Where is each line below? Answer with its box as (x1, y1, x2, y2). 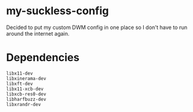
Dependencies (6, 51, 80, 65)
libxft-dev (6, 81, 33, 87)
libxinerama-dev (6, 75, 46, 81)
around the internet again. (6, 30, 70, 37)
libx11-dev (6, 70, 33, 76)
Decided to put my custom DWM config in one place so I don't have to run (6, 24, 188, 31)
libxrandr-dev (6, 101, 42, 107)
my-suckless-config (6, 4, 109, 18)
